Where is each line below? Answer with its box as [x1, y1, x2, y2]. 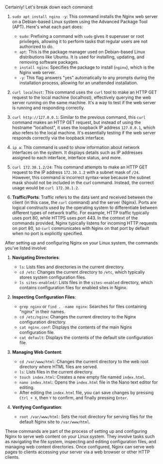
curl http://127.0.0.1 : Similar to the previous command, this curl [12, 114, 146, 120]
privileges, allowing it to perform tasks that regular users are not [19, 38, 148, 44]
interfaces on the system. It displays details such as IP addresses [12, 149, 143, 155]
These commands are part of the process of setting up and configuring [5, 428, 147, 434]
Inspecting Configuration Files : [12, 294, 76, 300]
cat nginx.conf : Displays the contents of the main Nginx [19, 324, 132, 330]
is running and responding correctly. [12, 105, 85, 111]
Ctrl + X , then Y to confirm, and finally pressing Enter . [19, 395, 129, 401]
